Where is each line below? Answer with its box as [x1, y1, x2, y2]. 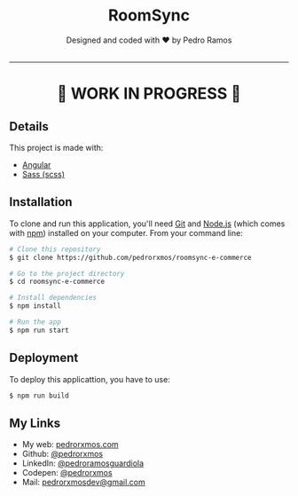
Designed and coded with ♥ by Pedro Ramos [66, 35, 232, 45]
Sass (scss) [21, 169, 65, 179]
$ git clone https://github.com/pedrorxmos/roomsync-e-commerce [9, 253, 252, 262]
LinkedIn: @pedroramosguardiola [21, 458, 145, 468]
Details [9, 119, 49, 134]
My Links [9, 415, 60, 430]
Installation [9, 194, 73, 209]
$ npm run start [9, 326, 69, 335]
